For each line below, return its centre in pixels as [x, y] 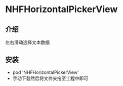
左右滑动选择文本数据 [27, 42]
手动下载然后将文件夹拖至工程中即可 [50, 78]
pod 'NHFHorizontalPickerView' [46, 72]
